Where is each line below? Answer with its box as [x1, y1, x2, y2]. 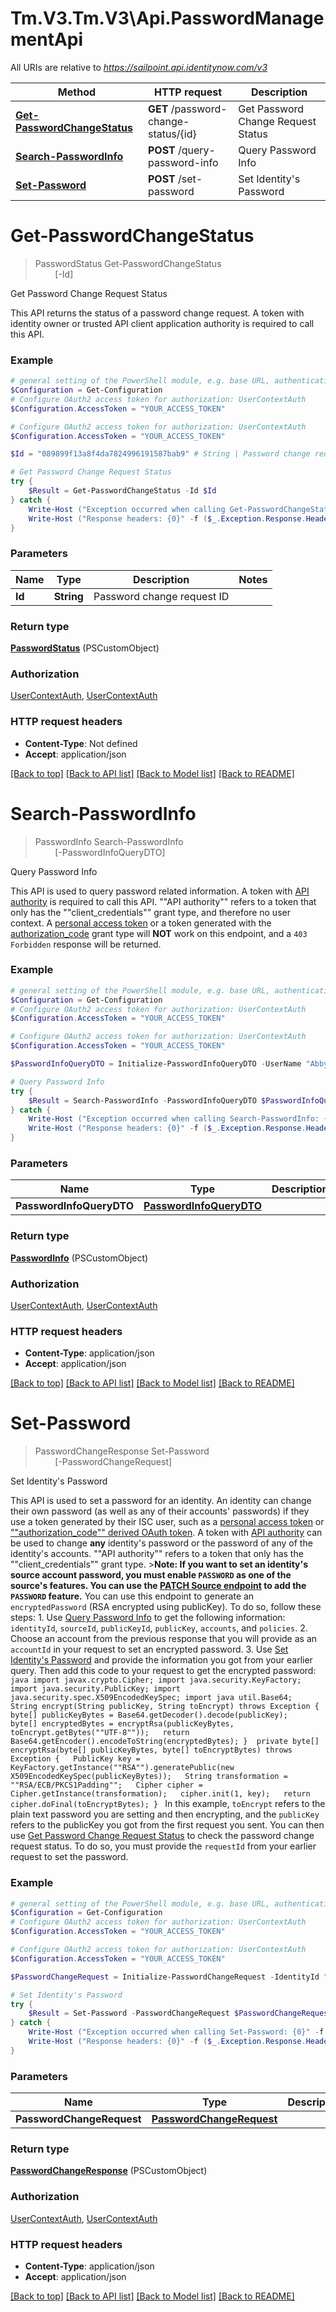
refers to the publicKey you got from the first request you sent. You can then [10, 1819, 325, 1831]
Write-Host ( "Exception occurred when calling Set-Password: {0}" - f [28, 2027, 325, 2037]
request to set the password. [10, 1851, 129, 1863]
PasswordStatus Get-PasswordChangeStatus [34, 257, 222, 269]
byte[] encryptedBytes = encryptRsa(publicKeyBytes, [10, 1719, 235, 1729]
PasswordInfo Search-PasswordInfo [34, 835, 184, 847]
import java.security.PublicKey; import [10, 1684, 182, 1694]
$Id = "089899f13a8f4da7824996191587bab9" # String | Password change [10, 449, 311, 459]
